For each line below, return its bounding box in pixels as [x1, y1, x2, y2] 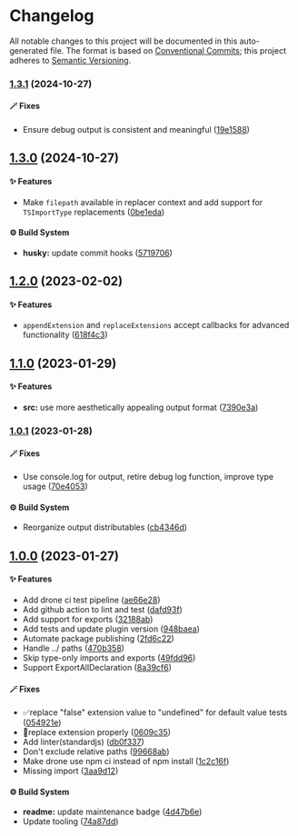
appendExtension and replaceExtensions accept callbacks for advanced [22, 320, 290, 331]
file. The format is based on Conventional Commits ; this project [49, 45, 286, 55]
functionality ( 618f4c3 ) [22, 329, 108, 341]
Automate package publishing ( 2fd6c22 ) [22, 632, 174, 643]
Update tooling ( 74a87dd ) [22, 816, 119, 827]
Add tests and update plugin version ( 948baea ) [22, 623, 200, 634]
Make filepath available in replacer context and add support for [22, 196, 263, 207]
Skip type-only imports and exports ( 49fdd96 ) [22, 652, 196, 663]
